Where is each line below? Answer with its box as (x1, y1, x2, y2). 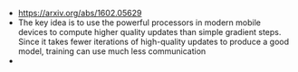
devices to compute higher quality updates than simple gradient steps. (17, 27, 282, 37)
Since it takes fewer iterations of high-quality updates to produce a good (17, 36, 290, 47)
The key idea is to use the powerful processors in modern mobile (17, 17, 261, 28)
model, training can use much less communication (17, 46, 207, 57)
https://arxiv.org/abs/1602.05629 (17, 8, 142, 18)
